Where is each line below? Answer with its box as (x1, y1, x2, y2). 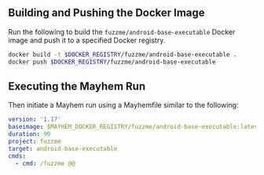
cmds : (8, 152, 26, 160)
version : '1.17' (8, 115, 61, 124)
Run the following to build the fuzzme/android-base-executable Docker (8, 27, 236, 36)
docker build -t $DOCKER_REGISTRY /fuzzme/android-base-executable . (8, 50, 237, 58)
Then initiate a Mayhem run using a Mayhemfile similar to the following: (8, 100, 239, 110)
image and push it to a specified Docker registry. (8, 35, 166, 45)
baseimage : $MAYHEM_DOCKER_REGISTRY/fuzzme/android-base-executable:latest (8, 123, 262, 131)
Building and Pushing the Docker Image (8, 6, 206, 20)
